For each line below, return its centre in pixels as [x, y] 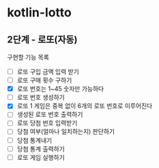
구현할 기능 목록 [28, 57]
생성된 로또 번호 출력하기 [50, 115]
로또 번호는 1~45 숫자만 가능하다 [60, 89]
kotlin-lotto [39, 13]
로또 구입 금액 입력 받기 [48, 72]
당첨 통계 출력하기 [41, 149]
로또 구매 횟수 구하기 [44, 81]
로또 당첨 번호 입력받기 [47, 123]
